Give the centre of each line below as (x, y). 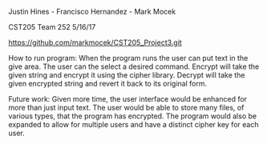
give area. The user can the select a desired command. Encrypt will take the (134, 66)
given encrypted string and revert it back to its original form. (107, 84)
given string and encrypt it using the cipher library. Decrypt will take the (127, 75)
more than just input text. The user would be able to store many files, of (126, 108)
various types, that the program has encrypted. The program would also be (133, 116)
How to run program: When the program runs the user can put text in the (128, 58)
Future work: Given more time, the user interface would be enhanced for (127, 99)
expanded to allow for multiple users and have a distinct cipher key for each (133, 124)
